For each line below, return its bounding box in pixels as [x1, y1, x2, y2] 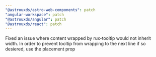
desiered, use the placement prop [5, 46, 75, 52]
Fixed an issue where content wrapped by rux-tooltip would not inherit [5, 35, 151, 41]
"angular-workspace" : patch [5, 12, 64, 17]
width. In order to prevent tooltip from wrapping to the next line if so [5, 41, 146, 47]
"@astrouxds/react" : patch [5, 21, 62, 27]
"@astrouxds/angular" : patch [5, 17, 66, 22]
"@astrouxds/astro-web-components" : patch [5, 7, 96, 13]
